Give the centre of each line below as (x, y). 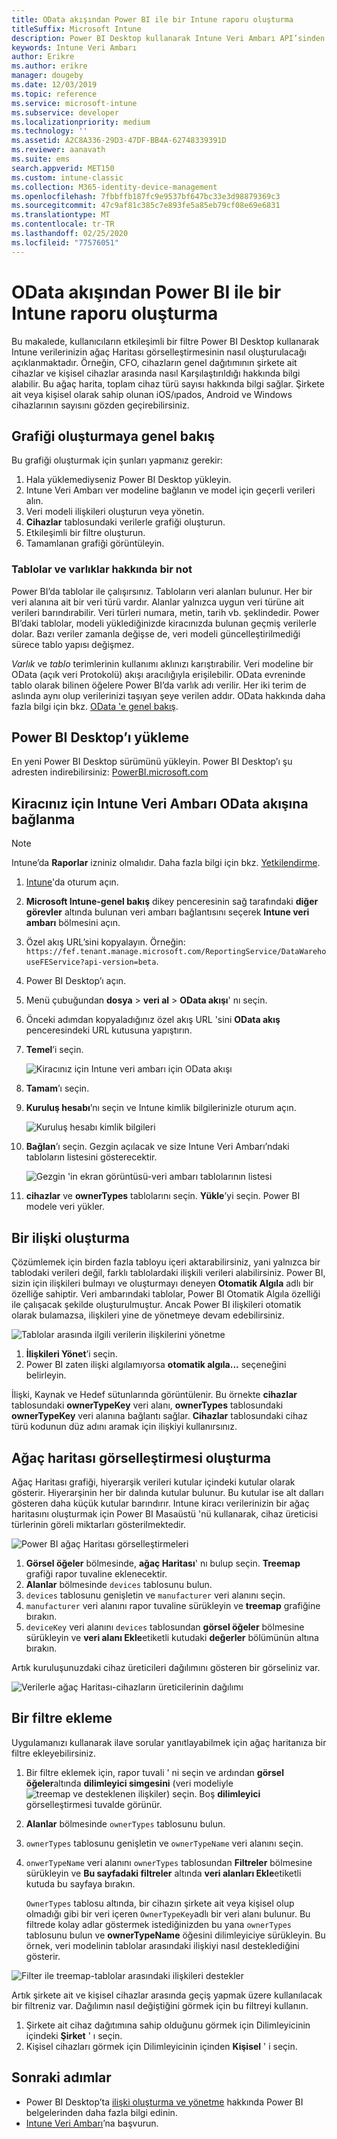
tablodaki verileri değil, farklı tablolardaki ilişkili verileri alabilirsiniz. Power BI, (168, 1273)
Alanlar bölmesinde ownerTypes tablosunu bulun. (125, 1823)
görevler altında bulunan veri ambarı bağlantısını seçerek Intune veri (167, 912)
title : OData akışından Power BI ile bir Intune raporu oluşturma (152, 19)
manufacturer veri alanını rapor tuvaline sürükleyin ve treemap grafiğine (173, 1605)
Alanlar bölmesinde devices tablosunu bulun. (119, 1584)
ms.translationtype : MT (61, 215)
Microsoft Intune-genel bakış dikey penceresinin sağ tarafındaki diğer (172, 902)
